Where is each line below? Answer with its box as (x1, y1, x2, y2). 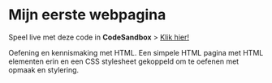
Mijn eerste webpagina (8, 6, 166, 24)
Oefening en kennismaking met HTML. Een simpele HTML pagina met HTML (8, 48, 264, 57)
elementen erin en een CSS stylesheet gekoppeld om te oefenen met (8, 56, 240, 66)
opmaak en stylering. (8, 64, 80, 74)
